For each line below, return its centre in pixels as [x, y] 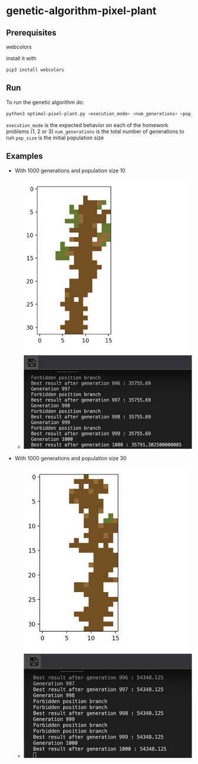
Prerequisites [31, 33]
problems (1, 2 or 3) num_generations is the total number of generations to [95, 131]
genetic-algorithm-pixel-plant [81, 11]
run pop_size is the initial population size [55, 138]
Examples [24, 156]
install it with [21, 58]
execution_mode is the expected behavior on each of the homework [87, 125]
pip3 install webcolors [35, 70]
